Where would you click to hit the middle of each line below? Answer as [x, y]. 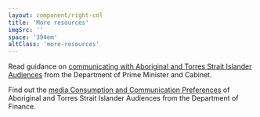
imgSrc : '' [26, 30]
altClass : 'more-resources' [54, 44]
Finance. [22, 107]
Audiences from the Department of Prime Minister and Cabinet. [110, 75]
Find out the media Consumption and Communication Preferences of [119, 90]
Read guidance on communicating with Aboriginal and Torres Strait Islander [130, 66]
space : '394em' [33, 37]
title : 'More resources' [49, 23]
